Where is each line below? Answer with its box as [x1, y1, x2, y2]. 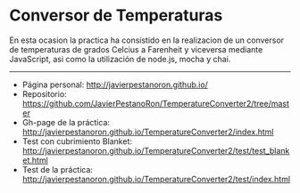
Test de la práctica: [21, 164, 94, 174]
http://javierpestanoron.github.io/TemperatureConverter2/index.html [21, 126, 274, 137]
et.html [21, 155, 49, 165]
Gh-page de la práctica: [21, 117, 110, 127]
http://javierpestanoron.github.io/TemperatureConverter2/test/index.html [21, 173, 291, 184]
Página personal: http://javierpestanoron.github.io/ [21, 79, 208, 90]
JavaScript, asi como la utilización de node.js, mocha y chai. [9, 53, 231, 64]
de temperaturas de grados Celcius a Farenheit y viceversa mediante [9, 44, 263, 54]
